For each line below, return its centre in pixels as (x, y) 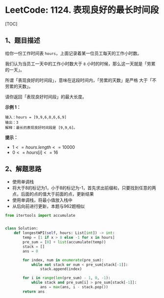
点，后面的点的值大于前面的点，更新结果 (53, 194)
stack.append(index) (61, 269)
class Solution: (22, 229)
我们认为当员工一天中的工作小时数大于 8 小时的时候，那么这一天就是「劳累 (80, 64)
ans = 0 (30, 251)
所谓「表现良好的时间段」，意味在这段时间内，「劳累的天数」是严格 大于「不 (81, 80)
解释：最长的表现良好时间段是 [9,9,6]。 (41, 128)
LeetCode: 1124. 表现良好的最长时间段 (82, 10)
